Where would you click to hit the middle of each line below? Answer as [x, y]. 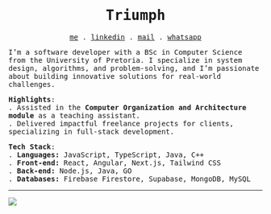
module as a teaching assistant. [75, 115]
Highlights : [32, 99]
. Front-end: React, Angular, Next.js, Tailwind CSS [115, 163]
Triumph [135, 15]
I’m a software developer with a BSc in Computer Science [125, 52]
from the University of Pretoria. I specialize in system [125, 60]
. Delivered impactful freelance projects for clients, [121, 123]
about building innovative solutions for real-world [115, 76]
